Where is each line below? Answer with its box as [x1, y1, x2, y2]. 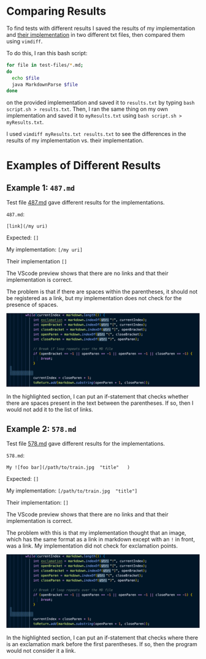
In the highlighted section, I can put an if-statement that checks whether [6, 393, 189, 401]
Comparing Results [6, 4, 107, 18]
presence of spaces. [6, 301, 58, 309]
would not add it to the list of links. [6, 406, 93, 413]
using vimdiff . [6, 37, 43, 45]
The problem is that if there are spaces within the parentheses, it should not [6, 288, 198, 295]
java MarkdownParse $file [12, 81, 78, 88]
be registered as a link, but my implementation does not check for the [6, 295, 182, 302]
